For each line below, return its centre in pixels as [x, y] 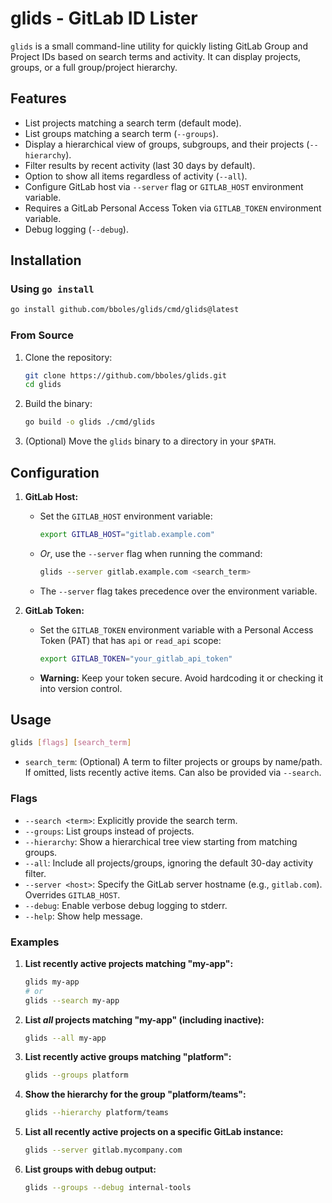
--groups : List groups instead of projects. [109, 831]
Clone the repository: [68, 357]
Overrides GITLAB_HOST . [72, 894]
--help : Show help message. [83, 916]
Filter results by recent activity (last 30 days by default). [140, 165]
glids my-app [52, 982]
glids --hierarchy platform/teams [96, 1113]
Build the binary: [58, 404]
